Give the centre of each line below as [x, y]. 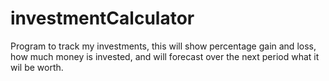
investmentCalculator [102, 18]
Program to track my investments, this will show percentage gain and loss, [163, 46]
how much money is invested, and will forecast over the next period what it [165, 56]
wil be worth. [37, 67]
